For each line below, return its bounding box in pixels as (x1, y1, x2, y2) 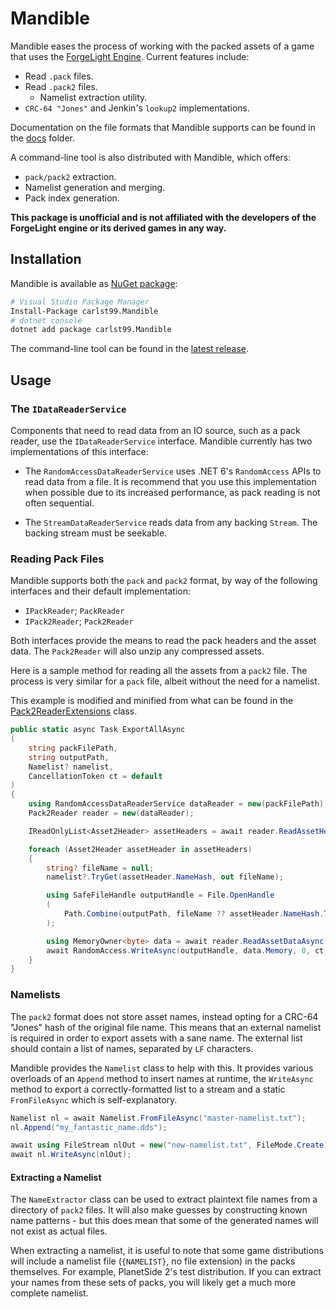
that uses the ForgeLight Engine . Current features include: (10, 50, 250, 62)
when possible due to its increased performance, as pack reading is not (24, 486, 321, 498)
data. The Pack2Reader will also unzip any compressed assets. (10, 645, 265, 657)
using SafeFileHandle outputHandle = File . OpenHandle (46, 890, 275, 901)
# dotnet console (10, 315, 83, 326)
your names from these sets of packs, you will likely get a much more (10, 1277, 297, 1289)
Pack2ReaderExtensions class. (10, 705, 138, 717)
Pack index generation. (24, 192, 120, 204)
